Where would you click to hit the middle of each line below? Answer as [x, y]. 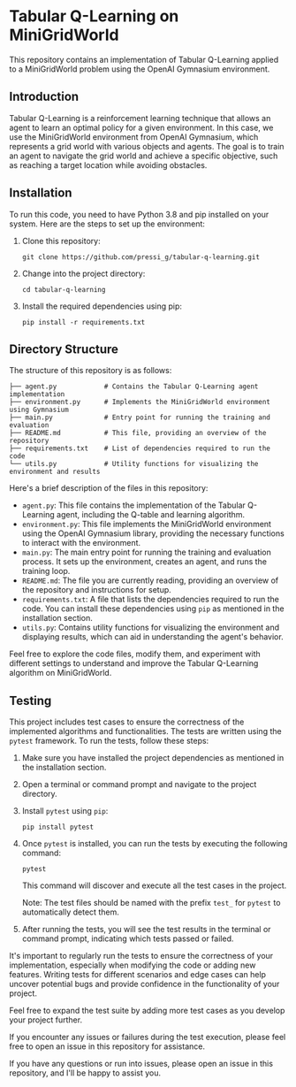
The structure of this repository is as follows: [91, 371]
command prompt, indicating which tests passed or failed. [128, 938]
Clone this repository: [61, 241]
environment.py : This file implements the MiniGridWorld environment [147, 524]
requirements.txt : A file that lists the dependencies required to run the [151, 600]
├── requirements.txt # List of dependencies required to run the [140, 448]
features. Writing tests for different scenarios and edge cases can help [138, 975]
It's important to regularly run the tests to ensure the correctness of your [141, 956]
